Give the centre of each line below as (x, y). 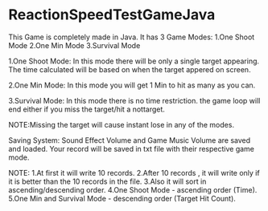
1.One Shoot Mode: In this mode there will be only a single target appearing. (134, 61)
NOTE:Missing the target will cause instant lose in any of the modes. (122, 124)
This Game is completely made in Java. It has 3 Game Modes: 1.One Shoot (132, 37)
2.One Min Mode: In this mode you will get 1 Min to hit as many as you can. (132, 85)
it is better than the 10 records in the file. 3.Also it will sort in (107, 181)
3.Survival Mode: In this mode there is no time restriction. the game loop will (134, 100)
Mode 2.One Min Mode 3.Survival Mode (74, 45)
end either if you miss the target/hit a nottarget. (87, 109)
